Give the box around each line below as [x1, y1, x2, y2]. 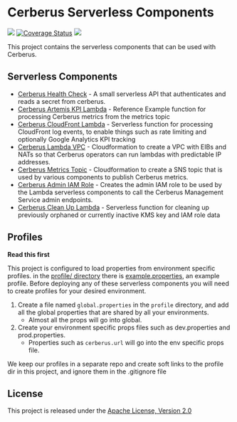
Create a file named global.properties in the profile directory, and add [17, 300, 229, 309]
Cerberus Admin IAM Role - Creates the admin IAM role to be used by [17, 180, 222, 189]
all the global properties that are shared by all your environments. [17, 307, 209, 317]
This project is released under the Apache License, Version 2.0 [7, 406, 192, 415]
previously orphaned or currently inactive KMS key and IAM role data [17, 211, 221, 219]
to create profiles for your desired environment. [7, 286, 147, 295]
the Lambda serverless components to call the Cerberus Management [17, 188, 223, 196]
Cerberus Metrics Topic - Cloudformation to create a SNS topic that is [17, 165, 223, 174]
